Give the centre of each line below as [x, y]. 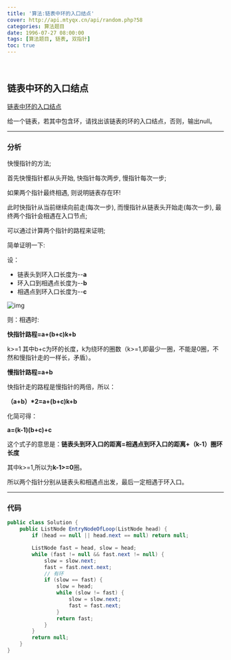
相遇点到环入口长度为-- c [52, 292]
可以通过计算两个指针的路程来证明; [56, 231]
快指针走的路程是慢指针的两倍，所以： [61, 387]
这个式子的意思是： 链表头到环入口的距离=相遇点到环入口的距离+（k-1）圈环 [115, 444]
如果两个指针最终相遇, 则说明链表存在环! [64, 193]
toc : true [21, 45]
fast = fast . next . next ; [78, 567]
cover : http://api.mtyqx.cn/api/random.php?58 [75, 20]
